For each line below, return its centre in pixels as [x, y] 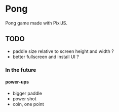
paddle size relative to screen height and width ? [63, 51]
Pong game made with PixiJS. [36, 23]
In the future [21, 70]
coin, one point [28, 104]
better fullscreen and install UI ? [46, 57]
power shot [24, 99]
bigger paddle [27, 93]
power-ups [17, 82]
